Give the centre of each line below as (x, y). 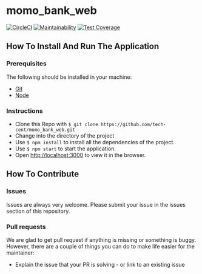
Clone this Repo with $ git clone (57, 124)
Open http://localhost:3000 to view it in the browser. (80, 155)
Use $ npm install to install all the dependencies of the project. (95, 142)
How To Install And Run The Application (83, 46)
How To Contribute (43, 174)
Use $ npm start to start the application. (66, 149)
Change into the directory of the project (65, 135)
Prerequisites (26, 64)
